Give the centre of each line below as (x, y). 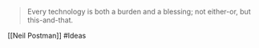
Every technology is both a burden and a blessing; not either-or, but (139, 12)
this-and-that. (50, 20)
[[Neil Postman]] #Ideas (47, 36)
